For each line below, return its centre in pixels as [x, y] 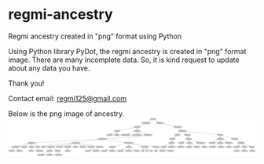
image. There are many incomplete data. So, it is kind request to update [124, 60]
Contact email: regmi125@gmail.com [68, 98]
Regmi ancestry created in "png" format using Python [95, 36]
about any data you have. [49, 67]
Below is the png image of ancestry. [66, 113]
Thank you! [26, 83]
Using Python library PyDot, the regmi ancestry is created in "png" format [127, 51]
